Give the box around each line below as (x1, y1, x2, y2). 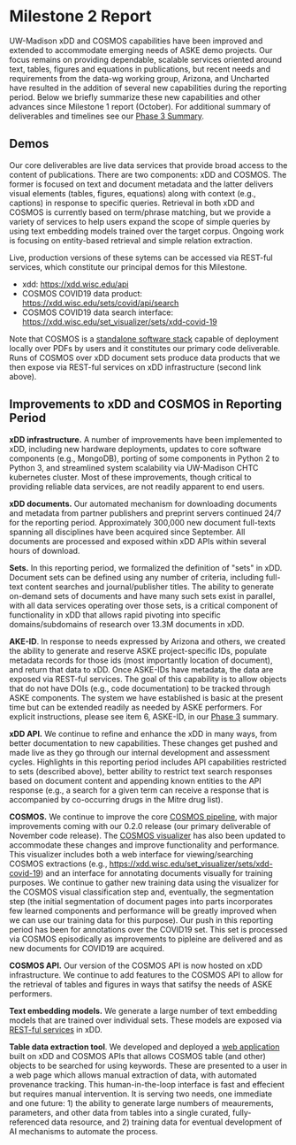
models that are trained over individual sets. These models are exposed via (9, 1015, 283, 1026)
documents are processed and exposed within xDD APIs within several (9, 535, 267, 546)
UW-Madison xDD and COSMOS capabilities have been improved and (9, 35, 263, 46)
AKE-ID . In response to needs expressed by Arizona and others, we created (9, 635, 285, 647)
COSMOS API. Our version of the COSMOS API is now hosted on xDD (9, 960, 263, 971)
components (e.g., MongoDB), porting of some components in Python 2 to (9, 453, 280, 464)
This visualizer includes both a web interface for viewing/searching (9, 849, 254, 859)
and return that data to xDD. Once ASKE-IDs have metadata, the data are (9, 664, 274, 674)
